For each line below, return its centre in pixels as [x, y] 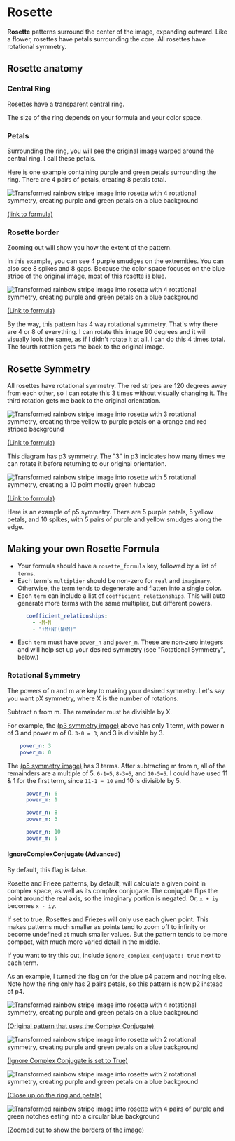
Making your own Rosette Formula [83, 549]
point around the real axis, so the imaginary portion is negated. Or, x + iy [113, 898]
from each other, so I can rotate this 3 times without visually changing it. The [117, 393]
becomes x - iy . [32, 905]
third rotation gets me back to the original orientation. [84, 401]
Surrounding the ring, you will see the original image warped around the [111, 151]
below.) [28, 658]
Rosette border [33, 232]
